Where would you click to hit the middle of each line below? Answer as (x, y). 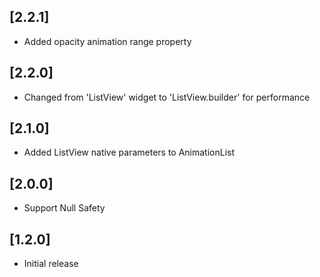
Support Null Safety (64, 208)
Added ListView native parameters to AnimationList (129, 152)
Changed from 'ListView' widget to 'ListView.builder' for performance (167, 97)
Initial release (51, 264)
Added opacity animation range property (107, 41)
